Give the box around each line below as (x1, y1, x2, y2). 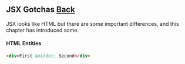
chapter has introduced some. (6, 26, 79, 33)
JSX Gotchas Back (6, 5, 75, 15)
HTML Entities (6, 40, 42, 47)
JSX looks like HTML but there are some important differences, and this (6, 20, 179, 27)
